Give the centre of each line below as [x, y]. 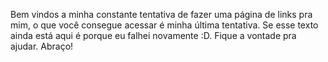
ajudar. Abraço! [42, 46]
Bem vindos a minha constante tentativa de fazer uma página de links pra [161, 14]
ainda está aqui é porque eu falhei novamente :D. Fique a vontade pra [153, 35]
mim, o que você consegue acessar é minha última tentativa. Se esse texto [164, 25]
